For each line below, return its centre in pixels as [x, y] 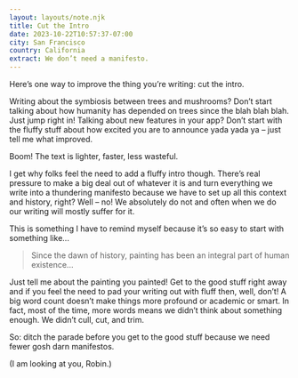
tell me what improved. [51, 139]
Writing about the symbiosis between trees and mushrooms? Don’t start [141, 101]
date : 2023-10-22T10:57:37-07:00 [71, 34]
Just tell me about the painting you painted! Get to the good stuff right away [148, 282]
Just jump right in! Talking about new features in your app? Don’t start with [146, 120]
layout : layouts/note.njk [57, 17]
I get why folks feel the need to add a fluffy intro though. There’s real [135, 173]
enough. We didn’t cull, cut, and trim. [77, 320]
